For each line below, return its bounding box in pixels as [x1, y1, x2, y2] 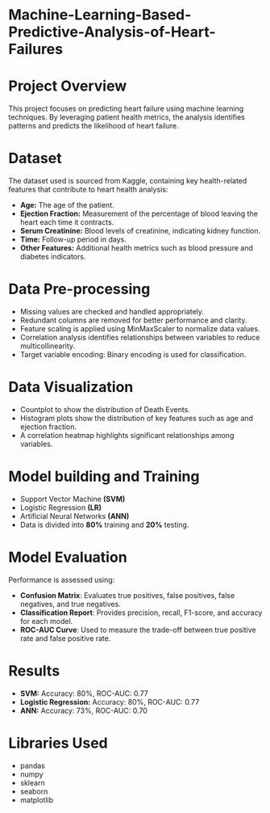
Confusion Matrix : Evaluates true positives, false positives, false [19, 590, 235, 600]
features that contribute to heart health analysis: [8, 184, 168, 195]
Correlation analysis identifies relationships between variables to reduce [19, 333, 260, 342]
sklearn [19, 777, 46, 787]
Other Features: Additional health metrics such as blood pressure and [19, 243, 254, 253]
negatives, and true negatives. [19, 599, 121, 609]
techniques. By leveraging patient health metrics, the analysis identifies [8, 112, 246, 122]
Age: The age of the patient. [19, 200, 114, 210]
